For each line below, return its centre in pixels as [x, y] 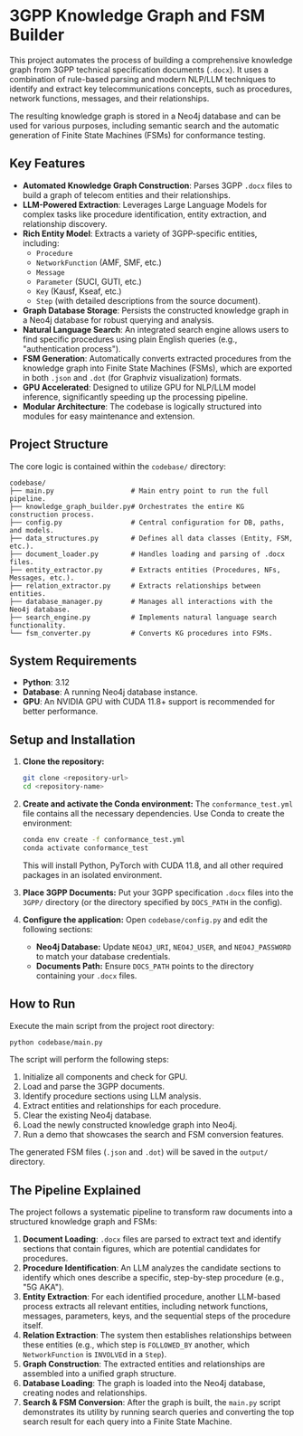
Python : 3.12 [46, 683]
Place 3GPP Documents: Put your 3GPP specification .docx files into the [158, 893]
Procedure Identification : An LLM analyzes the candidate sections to [151, 1268]
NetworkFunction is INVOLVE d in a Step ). [95, 1355]
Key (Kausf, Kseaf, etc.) [79, 291]
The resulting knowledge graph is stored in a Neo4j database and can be [145, 116]
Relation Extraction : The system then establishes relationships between [157, 1336]
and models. [32, 530]
